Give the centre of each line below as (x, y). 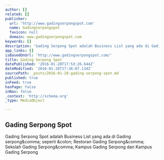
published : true (21, 78)
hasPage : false (20, 87)
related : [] (17, 14)
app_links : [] (20, 50)
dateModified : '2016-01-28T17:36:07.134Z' (49, 69)
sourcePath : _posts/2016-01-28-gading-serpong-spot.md (62, 73)
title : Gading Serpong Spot (34, 60)
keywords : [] (18, 42)
